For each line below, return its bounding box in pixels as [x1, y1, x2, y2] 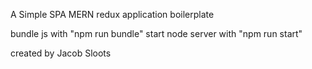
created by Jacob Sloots [10, 47, 112, 59]
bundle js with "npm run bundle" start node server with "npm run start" [10, 28, 303, 39]
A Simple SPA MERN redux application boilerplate [10, 9, 215, 20]
